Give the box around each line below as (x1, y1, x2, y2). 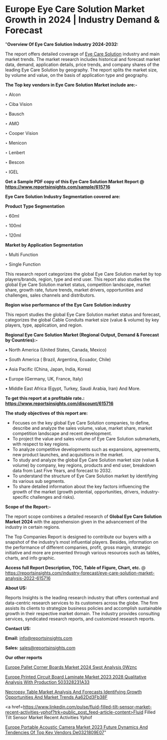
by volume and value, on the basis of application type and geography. (5, 72, 149, 78)
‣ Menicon (5, 140, 27, 146)
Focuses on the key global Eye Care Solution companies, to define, (12, 419, 150, 425)
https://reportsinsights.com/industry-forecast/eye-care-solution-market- (5, 570, 155, 576)
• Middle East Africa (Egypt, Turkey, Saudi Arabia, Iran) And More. (5, 385, 141, 391)
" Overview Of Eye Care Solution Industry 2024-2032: (5, 41, 119, 47)
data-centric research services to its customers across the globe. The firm (5, 600, 159, 606)
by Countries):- (5, 337, 38, 343)
